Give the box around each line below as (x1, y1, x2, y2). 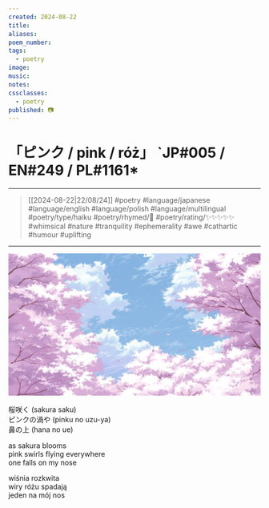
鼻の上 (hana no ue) (8, 425, 74, 434)
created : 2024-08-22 (8, 13, 78, 21)
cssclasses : (8, 89, 48, 97)
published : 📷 (8, 106, 54, 114)
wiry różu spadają (8, 482, 67, 491)
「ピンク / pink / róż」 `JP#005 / (8, 144, 226, 162)
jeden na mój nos (8, 490, 66, 500)
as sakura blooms (8, 441, 66, 450)
